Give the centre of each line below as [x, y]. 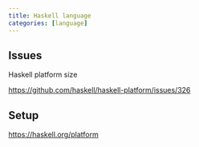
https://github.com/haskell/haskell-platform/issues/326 [99, 90]
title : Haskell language [50, 16]
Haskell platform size [43, 75]
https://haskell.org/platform [53, 135]
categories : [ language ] [48, 23]
